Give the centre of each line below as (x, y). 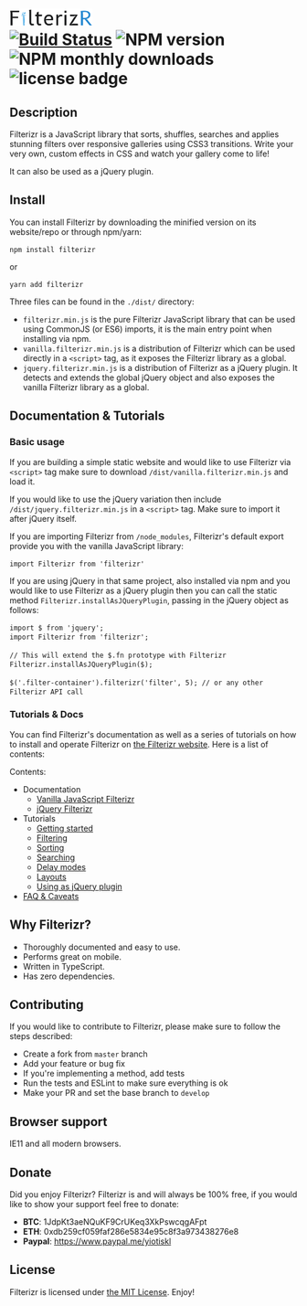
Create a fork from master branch (85, 1054)
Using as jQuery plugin (79, 887)
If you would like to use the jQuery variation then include (116, 499)
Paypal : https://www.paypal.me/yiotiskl (97, 1241)
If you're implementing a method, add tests (104, 1074)
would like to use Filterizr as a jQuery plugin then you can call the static (143, 590)
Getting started (65, 828)
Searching (56, 857)
